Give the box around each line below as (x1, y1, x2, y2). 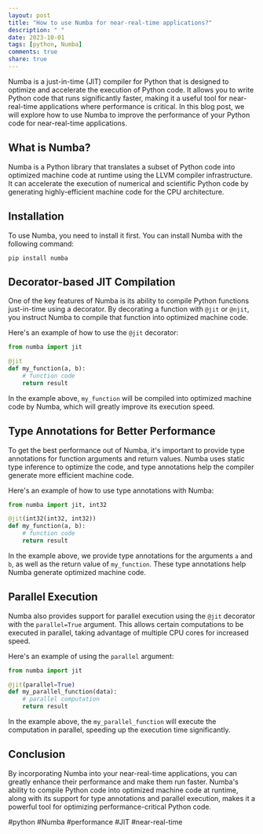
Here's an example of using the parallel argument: (8, 651, 174, 661)
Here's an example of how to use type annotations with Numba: (8, 486, 214, 495)
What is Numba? (8, 141, 91, 155)
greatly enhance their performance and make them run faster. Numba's (8, 777, 239, 786)
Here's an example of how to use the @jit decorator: (8, 328, 179, 337)
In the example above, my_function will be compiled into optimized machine (8, 393, 252, 402)
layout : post (8, 11, 51, 20)
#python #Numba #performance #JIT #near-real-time (8, 817, 183, 826)
